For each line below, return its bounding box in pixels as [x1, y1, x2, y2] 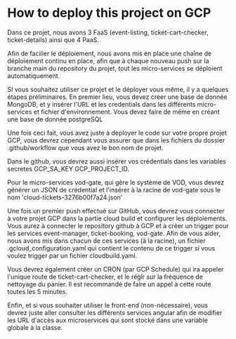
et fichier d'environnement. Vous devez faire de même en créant [33, 107, 220, 116]
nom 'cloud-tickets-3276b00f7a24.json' [7, 193, 123, 201]
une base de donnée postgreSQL [7, 114, 103, 124]
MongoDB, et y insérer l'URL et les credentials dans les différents [7, 100, 196, 108]
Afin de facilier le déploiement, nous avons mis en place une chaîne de [7, 49, 212, 58]
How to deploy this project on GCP [7, 5, 211, 21]
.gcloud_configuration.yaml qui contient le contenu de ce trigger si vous [7, 244, 216, 252]
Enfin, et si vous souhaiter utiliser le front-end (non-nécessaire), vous [7, 300, 209, 310]
